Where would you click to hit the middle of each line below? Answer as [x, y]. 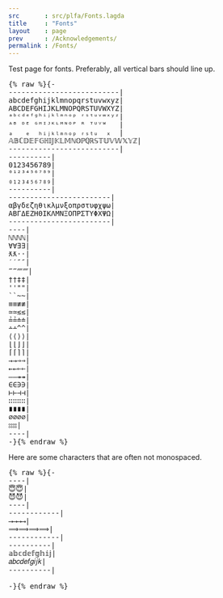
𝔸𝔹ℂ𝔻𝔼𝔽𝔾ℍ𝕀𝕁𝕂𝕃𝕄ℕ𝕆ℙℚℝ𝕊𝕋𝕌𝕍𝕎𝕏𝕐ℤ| [75, 141]
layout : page [38, 31]
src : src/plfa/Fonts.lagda [67, 16]
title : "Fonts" [43, 23]
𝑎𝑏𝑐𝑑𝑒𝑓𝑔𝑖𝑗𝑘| [27, 562]
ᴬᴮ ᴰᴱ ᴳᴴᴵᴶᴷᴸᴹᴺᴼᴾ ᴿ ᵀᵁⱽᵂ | [66, 125]
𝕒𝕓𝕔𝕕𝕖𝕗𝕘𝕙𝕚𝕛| [32, 554]
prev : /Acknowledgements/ [63, 38]
